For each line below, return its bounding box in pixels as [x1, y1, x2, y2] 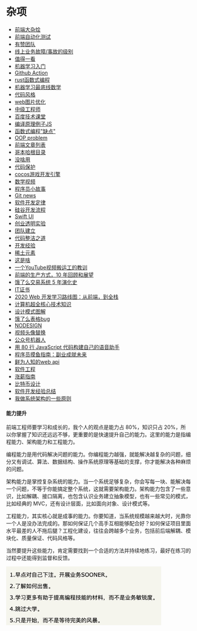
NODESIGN [14, 321, 42, 329]
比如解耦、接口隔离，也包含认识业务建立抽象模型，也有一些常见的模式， [16, 493, 191, 500]
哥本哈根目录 [14, 148, 46, 156]
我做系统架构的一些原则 [14, 395, 72, 402]
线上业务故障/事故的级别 [14, 48, 73, 55]
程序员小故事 [14, 185, 46, 192]
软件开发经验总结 [14, 387, 56, 394]
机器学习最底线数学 [14, 83, 62, 90]
